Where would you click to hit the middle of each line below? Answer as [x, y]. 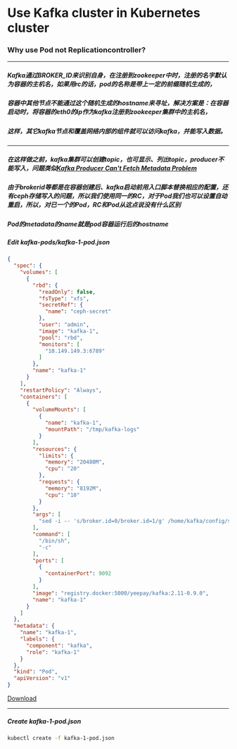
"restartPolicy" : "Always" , [61, 390]
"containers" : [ [44, 397]
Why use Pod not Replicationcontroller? [77, 50]
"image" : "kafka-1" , [69, 331]
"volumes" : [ [39, 273]
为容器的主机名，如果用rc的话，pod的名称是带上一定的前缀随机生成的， [111, 84]
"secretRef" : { [60, 305]
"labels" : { [37, 639]
